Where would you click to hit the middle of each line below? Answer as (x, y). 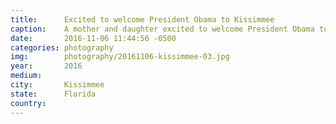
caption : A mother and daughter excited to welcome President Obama (162, 29)
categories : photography (62, 47)
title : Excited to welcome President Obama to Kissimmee (142, 19)
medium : (26, 76)
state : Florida (53, 94)
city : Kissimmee (57, 85)
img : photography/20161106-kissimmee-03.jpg (120, 57)
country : (28, 103)
